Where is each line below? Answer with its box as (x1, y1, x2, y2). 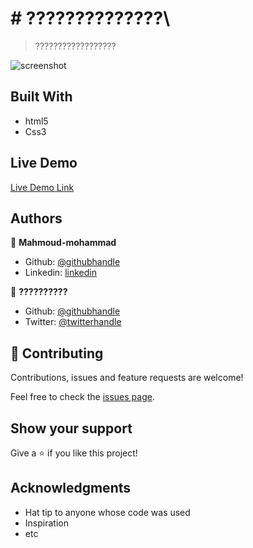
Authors (10, 210, 63, 227)
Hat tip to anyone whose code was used (24, 506, 191, 518)
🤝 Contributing (10, 345, 104, 362)
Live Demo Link (10, 181, 75, 193)
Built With (10, 88, 73, 106)
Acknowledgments (10, 480, 132, 497)
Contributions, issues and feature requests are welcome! (10, 372, 244, 384)
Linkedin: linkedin (24, 267, 97, 279)
